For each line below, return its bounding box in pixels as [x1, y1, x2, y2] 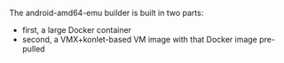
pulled [21, 43, 46, 54]
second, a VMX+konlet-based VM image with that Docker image [21, 35, 257, 44]
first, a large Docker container [21, 25, 131, 35]
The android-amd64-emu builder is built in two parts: [9, 8, 204, 18]
